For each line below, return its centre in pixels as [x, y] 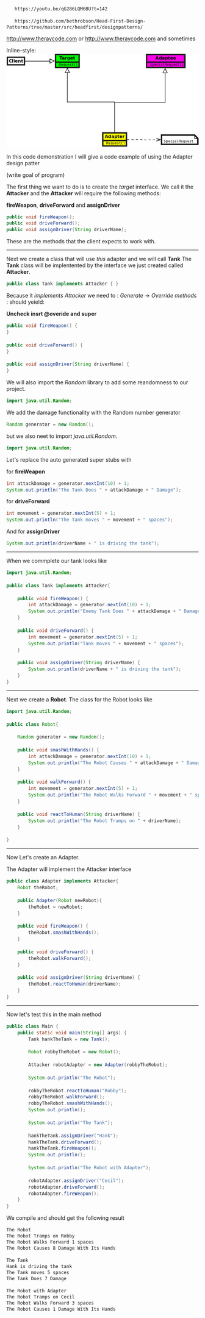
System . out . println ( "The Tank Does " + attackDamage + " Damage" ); [94, 490]
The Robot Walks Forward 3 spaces [50, 1303]
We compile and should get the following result [66, 1218]
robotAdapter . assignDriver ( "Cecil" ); [76, 1180]
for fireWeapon [26, 471]
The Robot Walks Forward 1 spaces [50, 1242]
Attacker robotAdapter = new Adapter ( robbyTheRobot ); [98, 1065]
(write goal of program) [36, 175]
